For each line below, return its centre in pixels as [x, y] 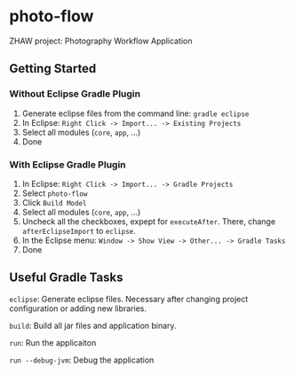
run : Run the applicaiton [53, 342]
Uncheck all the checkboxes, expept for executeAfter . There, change [149, 221]
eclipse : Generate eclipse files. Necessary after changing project [129, 299]
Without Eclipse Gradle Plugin [75, 94]
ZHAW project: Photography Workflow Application [101, 41]
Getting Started [53, 69]
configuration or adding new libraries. [78, 308]
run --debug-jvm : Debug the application [82, 360]
